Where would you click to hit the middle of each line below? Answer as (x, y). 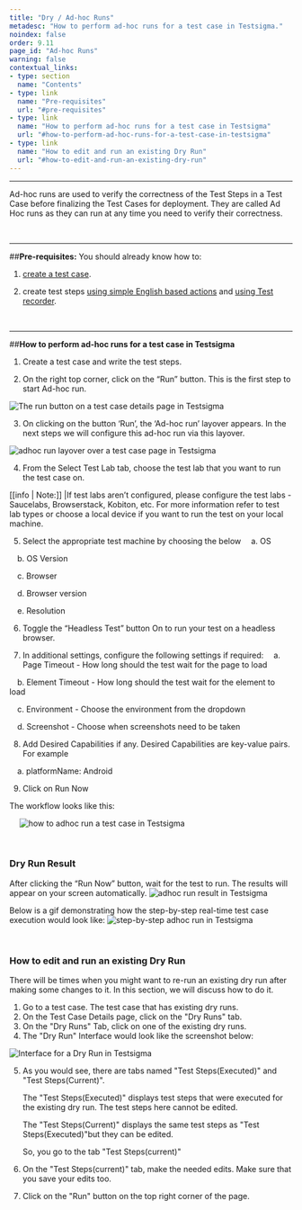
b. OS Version (43, 558)
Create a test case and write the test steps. (102, 362)
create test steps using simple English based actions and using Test (148, 291)
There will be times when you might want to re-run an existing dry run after (148, 981)
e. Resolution (41, 610)
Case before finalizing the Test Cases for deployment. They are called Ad (145, 203)
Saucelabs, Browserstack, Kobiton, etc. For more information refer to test (145, 504)
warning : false (38, 59)
